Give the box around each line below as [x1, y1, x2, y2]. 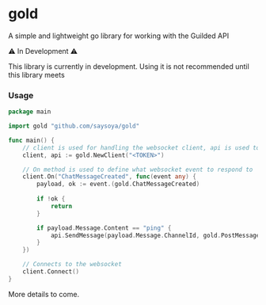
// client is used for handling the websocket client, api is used [22, 143, 249, 151]
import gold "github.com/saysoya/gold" [8, 122, 140, 131]
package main [8, 108, 51, 116]
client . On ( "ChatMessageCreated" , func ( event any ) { [22, 173, 196, 181]
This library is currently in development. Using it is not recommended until [8, 61, 249, 71]
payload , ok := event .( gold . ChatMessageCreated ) [36, 180, 200, 189]
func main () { [8, 136, 55, 144]
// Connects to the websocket [22, 261, 123, 269]
